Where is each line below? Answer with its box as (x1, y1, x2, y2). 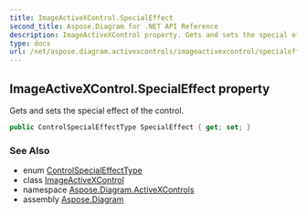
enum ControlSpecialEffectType (22, 165, 143, 176)
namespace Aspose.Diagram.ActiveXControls (22, 184, 195, 196)
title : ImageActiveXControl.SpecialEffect (9, 13, 174, 23)
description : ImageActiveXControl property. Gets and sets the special (9, 30, 288, 39)
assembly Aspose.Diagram (22, 194, 124, 205)
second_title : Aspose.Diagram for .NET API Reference (9, 22, 219, 31)
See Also (9, 144, 50, 157)
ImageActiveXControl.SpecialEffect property (9, 81, 270, 97)
